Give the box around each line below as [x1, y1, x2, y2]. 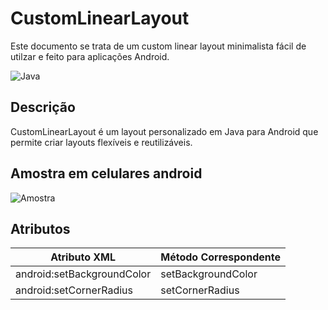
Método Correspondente [160, 250, 281, 264]
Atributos [10, 220, 71, 237]
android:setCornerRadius [15, 283, 133, 297]
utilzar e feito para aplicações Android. [10, 50, 170, 62]
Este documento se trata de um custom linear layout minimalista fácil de [10, 40, 307, 52]
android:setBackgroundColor [15, 267, 152, 281]
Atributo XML [50, 250, 117, 264]
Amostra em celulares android [10, 165, 203, 182]
